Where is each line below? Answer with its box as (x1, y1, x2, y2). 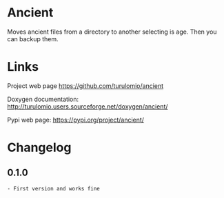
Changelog (7, 140, 72, 155)
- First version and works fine (7, 185, 100, 192)
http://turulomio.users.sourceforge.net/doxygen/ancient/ (7, 102, 168, 111)
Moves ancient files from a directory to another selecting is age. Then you (7, 27, 217, 36)
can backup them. (7, 34, 59, 43)
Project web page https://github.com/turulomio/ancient (7, 81, 164, 90)
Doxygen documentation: (7, 95, 79, 103)
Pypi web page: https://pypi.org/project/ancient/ (7, 115, 145, 124)
